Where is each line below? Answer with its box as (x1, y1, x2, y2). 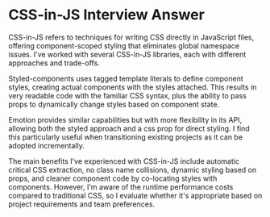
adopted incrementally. (8, 140, 85, 150)
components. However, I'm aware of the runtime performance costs (8, 182, 234, 191)
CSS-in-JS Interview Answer (8, 6, 206, 24)
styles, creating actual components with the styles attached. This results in (8, 82, 257, 92)
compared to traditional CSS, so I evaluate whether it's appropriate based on (8, 190, 263, 200)
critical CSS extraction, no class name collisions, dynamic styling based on (8, 165, 257, 174)
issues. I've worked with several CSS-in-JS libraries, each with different (8, 49, 247, 59)
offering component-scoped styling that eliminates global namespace (8, 40, 240, 50)
